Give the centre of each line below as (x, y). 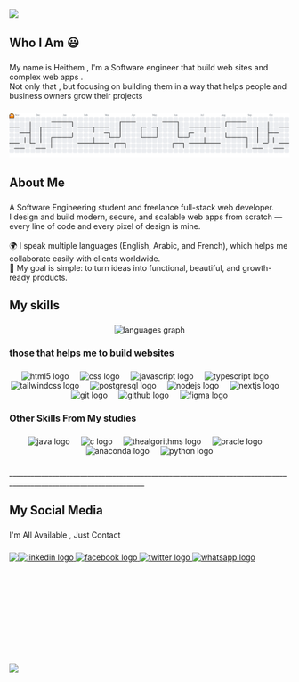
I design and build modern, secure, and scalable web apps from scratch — (146, 217)
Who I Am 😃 (44, 43)
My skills (35, 305)
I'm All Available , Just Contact (65, 535)
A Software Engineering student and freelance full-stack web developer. (141, 207)
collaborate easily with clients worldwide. (85, 259)
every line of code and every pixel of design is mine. (105, 226)
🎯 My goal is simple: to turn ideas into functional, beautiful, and (125, 267)
